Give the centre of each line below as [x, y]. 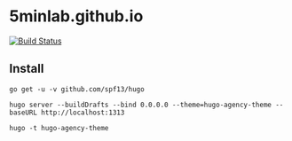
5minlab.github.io [76, 16]
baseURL [24, 113]
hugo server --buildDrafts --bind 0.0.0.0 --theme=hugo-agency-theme [141, 105]
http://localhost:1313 [83, 113]
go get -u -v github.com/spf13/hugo [77, 89]
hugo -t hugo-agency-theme [59, 128]
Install [27, 69]
